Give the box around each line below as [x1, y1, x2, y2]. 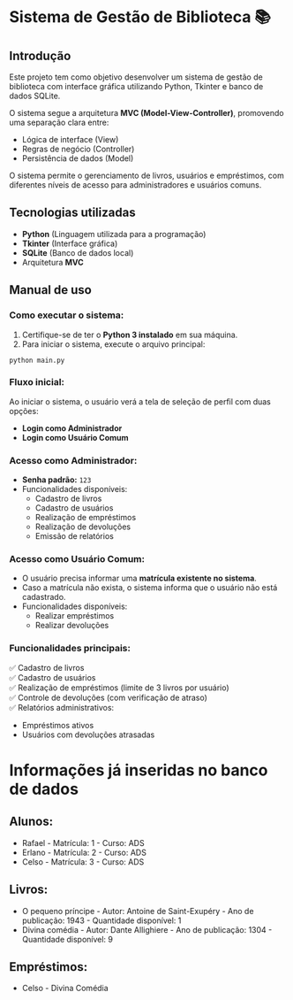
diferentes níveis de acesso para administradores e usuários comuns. [9, 180, 262, 190]
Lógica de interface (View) [21, 135, 119, 144]
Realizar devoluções [34, 620, 109, 631]
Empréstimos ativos [21, 719, 94, 730]
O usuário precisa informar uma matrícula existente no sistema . [21, 573, 258, 584]
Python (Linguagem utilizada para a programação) [21, 228, 207, 239]
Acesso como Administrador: [9, 454, 138, 466]
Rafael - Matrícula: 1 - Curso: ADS [21, 837, 145, 848]
